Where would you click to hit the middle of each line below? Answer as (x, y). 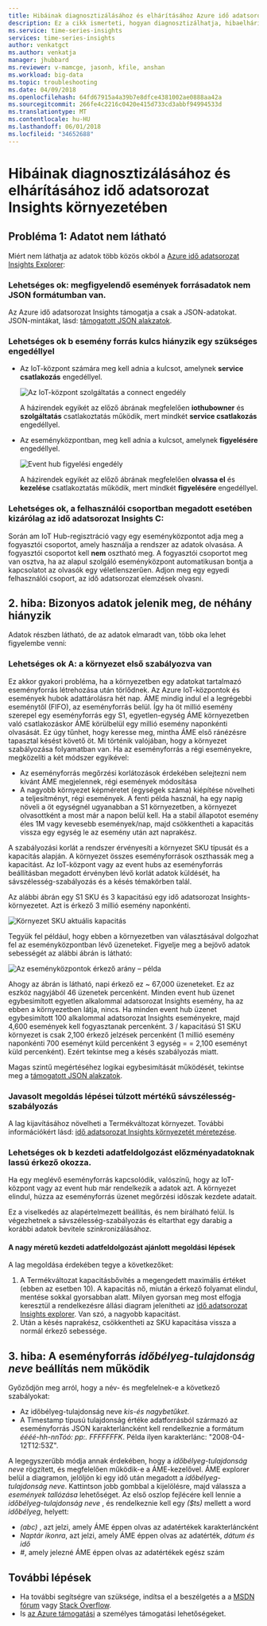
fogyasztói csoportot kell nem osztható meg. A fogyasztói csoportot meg (128, 553)
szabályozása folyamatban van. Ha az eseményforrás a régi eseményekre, (130, 749)
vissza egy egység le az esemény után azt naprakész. (108, 832)
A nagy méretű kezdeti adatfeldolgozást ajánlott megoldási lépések (122, 1247)
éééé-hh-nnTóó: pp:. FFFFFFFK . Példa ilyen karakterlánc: (113, 1437)
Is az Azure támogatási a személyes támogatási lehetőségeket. (123, 1614)
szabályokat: (29, 1396)
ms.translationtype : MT (48, 112)
